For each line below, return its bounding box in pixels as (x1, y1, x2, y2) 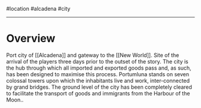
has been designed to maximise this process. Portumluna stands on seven (6, 70, 190, 77)
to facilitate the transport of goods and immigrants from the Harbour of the (6, 89, 190, 97)
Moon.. (6, 96, 24, 103)
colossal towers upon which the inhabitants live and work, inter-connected (6, 77, 190, 84)
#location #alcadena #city (6, 5, 71, 12)
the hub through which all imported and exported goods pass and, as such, (6, 64, 191, 71)
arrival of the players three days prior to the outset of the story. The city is (6, 58, 188, 65)
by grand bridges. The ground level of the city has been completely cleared (6, 83, 193, 91)
